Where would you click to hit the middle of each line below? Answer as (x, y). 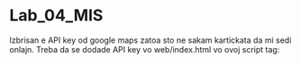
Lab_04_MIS (56, 16)
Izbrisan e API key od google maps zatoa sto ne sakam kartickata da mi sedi (150, 40)
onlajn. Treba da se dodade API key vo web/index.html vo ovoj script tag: (145, 49)
